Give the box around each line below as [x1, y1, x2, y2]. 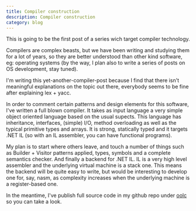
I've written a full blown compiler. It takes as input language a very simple [6, 107, 183, 114]
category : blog [6, 19, 43, 25]
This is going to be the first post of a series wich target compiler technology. [6, 36, 190, 43]
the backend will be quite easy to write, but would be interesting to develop [6, 168, 187, 175]
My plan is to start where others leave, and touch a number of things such [6, 143, 184, 150]
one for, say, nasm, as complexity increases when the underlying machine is [6, 174, 190, 182]
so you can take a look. [6, 198, 62, 205]
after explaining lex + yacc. [6, 89, 71, 97]
